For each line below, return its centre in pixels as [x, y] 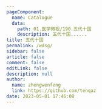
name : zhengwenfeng [36, 85]
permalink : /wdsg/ [29, 46]
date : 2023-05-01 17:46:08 [40, 96]
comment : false [25, 62]
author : [16, 79]
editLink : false [27, 68]
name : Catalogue [32, 18]
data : [19, 23]
